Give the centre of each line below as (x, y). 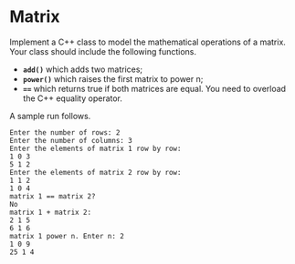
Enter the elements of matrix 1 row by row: (95, 148)
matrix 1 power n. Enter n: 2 (67, 236)
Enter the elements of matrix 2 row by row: (95, 172)
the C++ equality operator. (73, 98)
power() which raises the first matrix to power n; (113, 78)
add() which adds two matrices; (83, 69)
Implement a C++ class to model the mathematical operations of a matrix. (147, 42)
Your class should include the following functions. (103, 51)
